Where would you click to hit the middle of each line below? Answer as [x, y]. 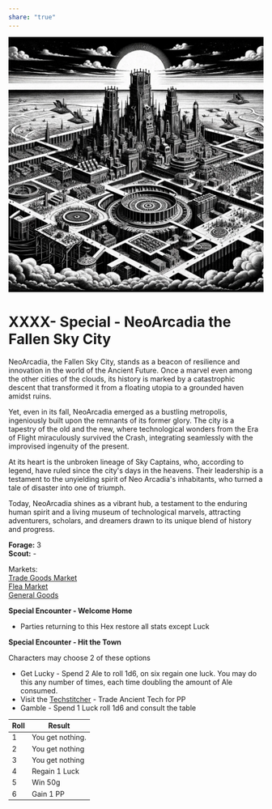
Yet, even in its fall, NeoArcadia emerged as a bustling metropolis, [118, 411]
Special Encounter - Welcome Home [70, 611]
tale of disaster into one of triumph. [67, 488]
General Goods [34, 594]
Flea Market [28, 586]
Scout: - [22, 553]
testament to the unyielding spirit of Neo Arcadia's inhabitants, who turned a [136, 479]
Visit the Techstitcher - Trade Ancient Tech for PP [103, 699]
